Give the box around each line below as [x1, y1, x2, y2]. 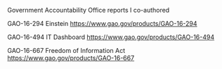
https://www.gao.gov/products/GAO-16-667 [7, 54, 135, 62]
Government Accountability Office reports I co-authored [7, 6, 170, 14]
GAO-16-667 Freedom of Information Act [7, 47, 126, 54]
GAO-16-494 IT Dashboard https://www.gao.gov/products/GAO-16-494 [7, 33, 215, 41]
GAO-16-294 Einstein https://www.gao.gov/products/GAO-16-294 [7, 20, 198, 27]
